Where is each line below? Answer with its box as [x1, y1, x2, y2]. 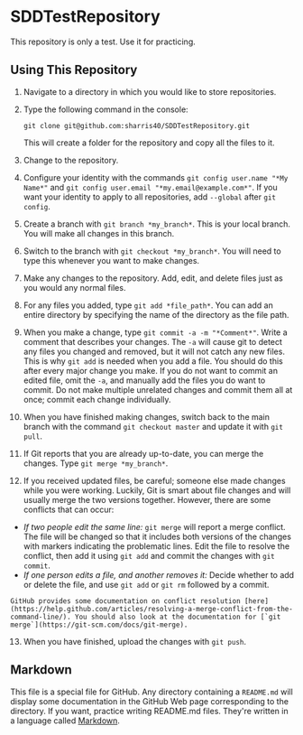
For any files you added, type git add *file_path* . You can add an [23, 300, 273, 311]
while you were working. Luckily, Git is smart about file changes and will [23, 485, 291, 496]
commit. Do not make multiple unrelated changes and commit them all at [23, 384, 293, 395]
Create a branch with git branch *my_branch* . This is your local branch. [23, 219, 291, 229]
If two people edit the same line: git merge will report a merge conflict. [23, 521, 287, 532]
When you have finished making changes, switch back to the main [23, 411, 270, 422]
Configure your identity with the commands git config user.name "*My [23, 172, 289, 182]
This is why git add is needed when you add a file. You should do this [23, 355, 283, 367]
